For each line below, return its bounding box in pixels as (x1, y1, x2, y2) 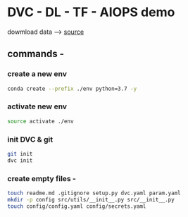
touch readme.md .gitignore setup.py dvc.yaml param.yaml (7, 190, 181, 197)
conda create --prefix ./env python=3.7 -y (7, 85, 137, 92)
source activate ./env (7, 118, 74, 125)
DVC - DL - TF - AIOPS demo (7, 4, 175, 20)
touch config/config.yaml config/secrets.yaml (7, 202, 146, 210)
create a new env (7, 69, 68, 79)
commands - (7, 48, 65, 60)
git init (7, 150, 33, 157)
